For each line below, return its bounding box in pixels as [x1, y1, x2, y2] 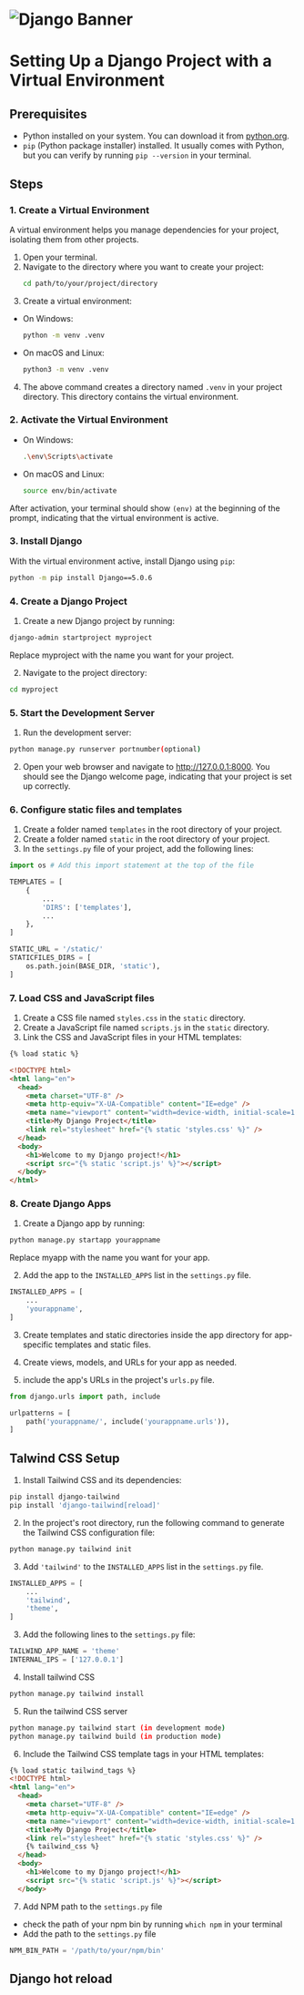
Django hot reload [9, 1970, 113, 1986]
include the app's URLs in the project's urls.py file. [22, 1374, 216, 1385]
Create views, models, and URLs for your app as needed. [22, 1356, 238, 1367]
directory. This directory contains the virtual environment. [22, 391, 239, 402]
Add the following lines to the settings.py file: [22, 1629, 196, 1640]
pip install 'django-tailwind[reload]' [9, 1501, 161, 1510]
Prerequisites [9, 106, 87, 122]
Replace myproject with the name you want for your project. [9, 650, 235, 660]
